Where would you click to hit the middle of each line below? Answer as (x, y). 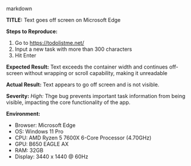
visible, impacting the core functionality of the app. (68, 102)
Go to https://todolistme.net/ (49, 43)
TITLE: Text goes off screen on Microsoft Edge (63, 20)
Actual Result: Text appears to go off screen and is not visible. (83, 84)
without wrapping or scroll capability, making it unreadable (96, 73)
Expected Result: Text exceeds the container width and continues (87, 67)
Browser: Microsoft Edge (45, 125)
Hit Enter (26, 55)
